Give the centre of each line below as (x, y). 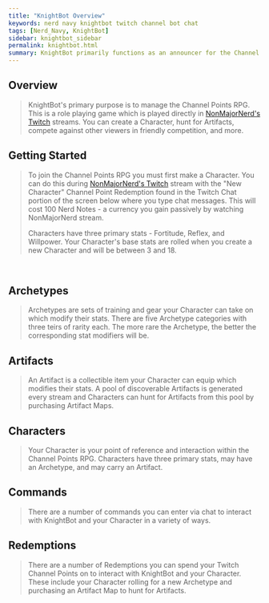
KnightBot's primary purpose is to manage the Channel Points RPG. (139, 104)
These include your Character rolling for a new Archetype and (130, 581)
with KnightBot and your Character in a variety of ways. (119, 520)
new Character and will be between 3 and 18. (102, 250)
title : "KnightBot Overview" (57, 16)
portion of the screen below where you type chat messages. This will (142, 200)
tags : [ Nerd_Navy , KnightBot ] (59, 30)
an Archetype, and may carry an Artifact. (95, 467)
